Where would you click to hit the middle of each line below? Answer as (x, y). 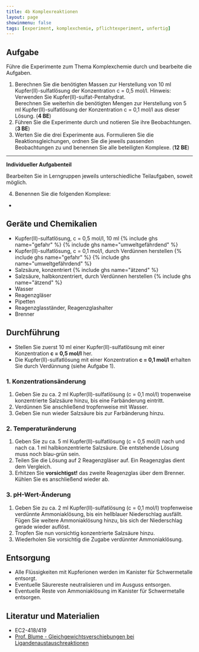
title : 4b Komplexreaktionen (42, 12)
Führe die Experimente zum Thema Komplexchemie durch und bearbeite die (99, 67)
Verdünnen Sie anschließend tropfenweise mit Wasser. (81, 407)
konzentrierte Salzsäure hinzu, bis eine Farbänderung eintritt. (89, 400)
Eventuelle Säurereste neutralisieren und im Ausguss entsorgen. (93, 585)
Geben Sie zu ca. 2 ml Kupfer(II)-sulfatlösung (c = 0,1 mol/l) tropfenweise (104, 508)
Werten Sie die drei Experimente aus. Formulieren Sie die (84, 135)
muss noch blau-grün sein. (47, 454)
